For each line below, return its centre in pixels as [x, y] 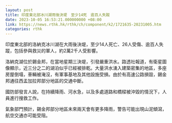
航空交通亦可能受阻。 [28, 115]
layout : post [19, 10]
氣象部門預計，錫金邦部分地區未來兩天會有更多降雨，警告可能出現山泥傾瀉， [86, 109]
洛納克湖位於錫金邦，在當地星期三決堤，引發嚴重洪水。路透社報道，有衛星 [84, 61]
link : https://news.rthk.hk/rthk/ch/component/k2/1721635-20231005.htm [83, 24]
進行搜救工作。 [25, 98]
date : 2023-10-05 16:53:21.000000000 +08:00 [53, 19]
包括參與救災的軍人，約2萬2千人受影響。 [57, 51]
